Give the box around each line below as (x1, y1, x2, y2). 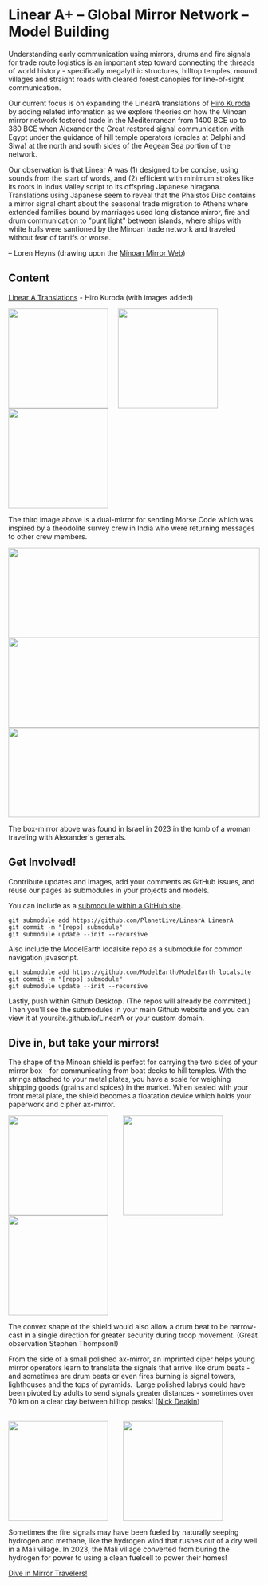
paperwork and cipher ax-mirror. (8, 1100, 116, 1110)
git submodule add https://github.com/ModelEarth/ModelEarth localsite (8, 968, 251, 976)
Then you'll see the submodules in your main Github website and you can (8, 1004, 250, 1014)
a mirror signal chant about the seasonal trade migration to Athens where (8, 198, 249, 209)
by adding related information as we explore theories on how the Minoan (8, 106, 247, 117)
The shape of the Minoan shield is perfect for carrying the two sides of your (8, 1057, 258, 1067)
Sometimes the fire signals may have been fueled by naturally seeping (8, 1527, 239, 1537)
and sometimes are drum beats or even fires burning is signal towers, (8, 1372, 236, 1381)
